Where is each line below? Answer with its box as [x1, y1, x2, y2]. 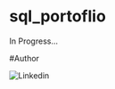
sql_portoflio [9, 6, 107, 27]
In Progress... [9, 36, 59, 46]
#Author [9, 53, 40, 63]
